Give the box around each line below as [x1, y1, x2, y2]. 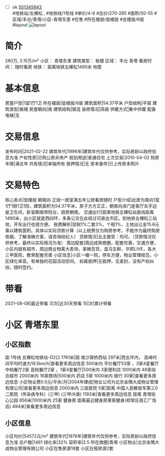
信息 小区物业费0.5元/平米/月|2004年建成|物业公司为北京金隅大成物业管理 [9, 379, 159, 384]
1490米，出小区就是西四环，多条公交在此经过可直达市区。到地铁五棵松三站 [5, 215, 157, 221]
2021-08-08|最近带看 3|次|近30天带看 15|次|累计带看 [5, 300, 112, 306]
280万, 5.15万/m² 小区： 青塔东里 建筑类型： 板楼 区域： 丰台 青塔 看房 [5, 58, 148, 63]
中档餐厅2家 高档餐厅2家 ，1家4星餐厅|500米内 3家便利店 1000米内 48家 [5, 366, 152, 372]
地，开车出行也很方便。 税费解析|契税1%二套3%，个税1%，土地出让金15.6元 [5, 221, 160, 227]
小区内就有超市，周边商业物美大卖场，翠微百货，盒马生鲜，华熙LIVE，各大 [5, 246, 156, 252]
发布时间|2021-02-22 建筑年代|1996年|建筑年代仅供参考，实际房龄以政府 [5, 148, 152, 154]
